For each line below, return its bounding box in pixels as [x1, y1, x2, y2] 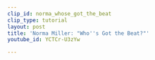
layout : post [7, 23, 46, 30]
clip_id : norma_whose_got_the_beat [7, 10, 112, 17]
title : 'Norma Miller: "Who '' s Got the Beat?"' [7, 29, 150, 37]
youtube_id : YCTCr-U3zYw [7, 36, 80, 43]
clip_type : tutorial [7, 17, 68, 24]
